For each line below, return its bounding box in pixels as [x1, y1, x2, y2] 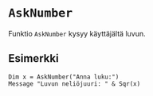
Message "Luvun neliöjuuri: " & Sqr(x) [8, 79, 141, 88]
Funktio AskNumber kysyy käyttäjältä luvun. [8, 29, 146, 38]
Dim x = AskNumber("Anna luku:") [8, 73, 120, 81]
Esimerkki [8, 52, 59, 65]
